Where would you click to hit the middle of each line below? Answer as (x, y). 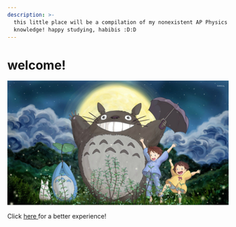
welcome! (37, 65)
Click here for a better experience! (57, 216)
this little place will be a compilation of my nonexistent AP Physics (121, 22)
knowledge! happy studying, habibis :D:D (75, 29)
